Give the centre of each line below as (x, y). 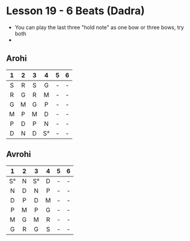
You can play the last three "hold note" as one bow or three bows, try (99, 27)
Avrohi (19, 154)
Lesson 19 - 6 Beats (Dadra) (76, 11)
